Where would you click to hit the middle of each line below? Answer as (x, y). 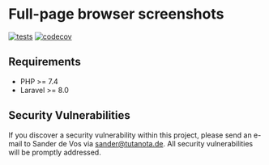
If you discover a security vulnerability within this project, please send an (130, 135)
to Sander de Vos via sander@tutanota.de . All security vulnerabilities (139, 143)
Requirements (45, 62)
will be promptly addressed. (55, 152)
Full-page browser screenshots (116, 14)
